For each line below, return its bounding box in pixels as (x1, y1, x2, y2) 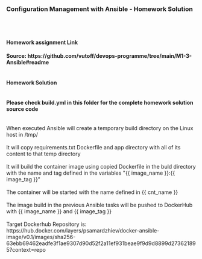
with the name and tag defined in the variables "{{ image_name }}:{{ (6, 169, 175, 176)
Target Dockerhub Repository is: (6, 220, 87, 228)
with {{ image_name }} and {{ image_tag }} (6, 207, 112, 215)
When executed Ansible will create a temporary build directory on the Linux (6, 124, 194, 131)
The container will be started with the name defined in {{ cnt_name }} (6, 189, 178, 196)
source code (6, 105, 39, 113)
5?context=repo (6, 246, 46, 253)
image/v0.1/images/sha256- (6, 233, 76, 240)
